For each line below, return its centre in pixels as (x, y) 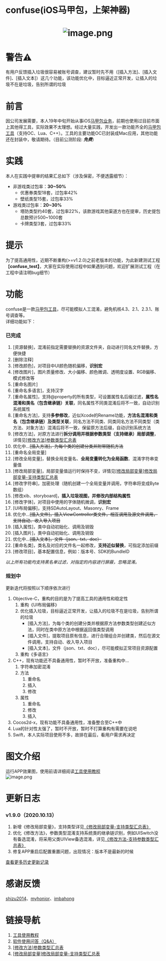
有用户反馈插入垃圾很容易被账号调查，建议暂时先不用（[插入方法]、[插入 (79, 72)
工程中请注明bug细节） (29, 272)
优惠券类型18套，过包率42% (49, 193)
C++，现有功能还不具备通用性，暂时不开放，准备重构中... (71, 660)
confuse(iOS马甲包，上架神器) (68, 10)
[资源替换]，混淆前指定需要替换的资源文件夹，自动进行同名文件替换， (83, 347)
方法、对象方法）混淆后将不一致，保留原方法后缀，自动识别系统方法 (82, 428)
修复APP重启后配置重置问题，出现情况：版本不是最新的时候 (73, 852)
